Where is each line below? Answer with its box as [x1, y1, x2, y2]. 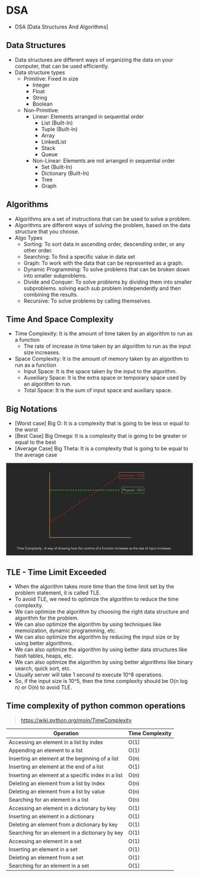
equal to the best [14, 439, 56, 446]
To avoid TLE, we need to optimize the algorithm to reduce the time [14, 596, 179, 603]
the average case [14, 452, 57, 459]
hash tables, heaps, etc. [14, 652, 73, 659]
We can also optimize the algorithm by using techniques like [14, 621, 162, 628]
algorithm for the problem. [14, 615, 79, 622]
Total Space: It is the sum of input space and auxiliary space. [23, 387, 172, 394]
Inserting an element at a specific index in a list [8, 771, 123, 779]
